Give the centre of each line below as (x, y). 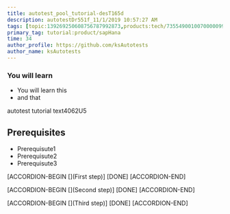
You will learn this (42, 90)
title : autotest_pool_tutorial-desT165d (66, 13)
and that (29, 98)
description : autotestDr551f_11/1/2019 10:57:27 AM (82, 20)
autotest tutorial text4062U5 (47, 111)
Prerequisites (36, 132)
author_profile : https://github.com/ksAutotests (78, 45)
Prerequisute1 (36, 148)
